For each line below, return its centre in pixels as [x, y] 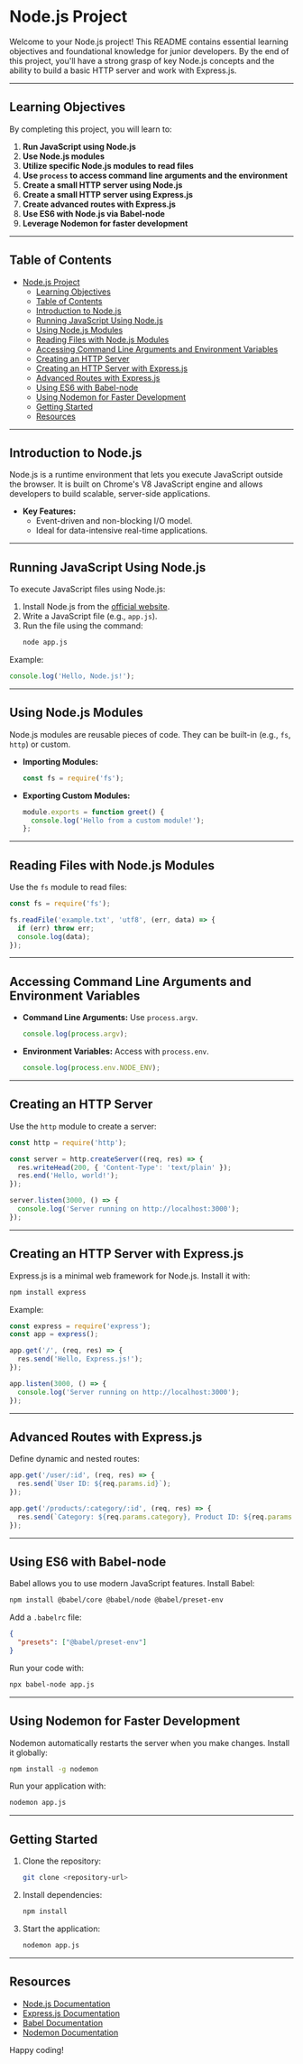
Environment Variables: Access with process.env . [115, 1051]
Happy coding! [37, 2050]
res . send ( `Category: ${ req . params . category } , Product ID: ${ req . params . [157, 1517]
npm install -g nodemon [54, 1769]
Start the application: [61, 1929]
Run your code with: [46, 1668]
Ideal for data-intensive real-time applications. [122, 531]
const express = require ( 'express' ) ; [80, 1326]
